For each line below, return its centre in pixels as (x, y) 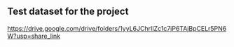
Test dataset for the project (68, 12)
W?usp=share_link (34, 36)
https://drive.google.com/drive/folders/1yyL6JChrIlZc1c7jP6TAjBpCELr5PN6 (117, 28)
